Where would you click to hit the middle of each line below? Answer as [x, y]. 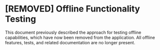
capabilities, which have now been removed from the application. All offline [80, 37]
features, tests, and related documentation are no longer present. [70, 42]
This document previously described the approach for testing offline [73, 32]
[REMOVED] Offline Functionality [72, 9]
